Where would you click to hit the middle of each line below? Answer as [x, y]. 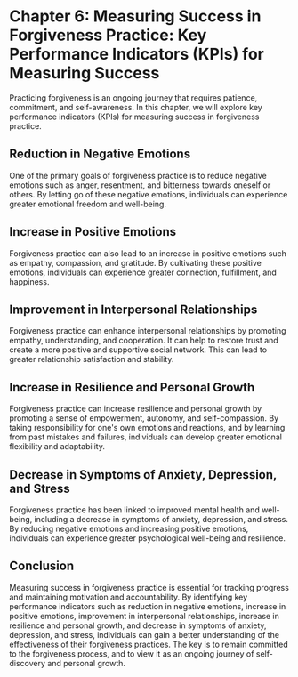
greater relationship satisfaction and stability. [92, 359]
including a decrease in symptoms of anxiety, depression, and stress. [161, 519]
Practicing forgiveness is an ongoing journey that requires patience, [133, 97]
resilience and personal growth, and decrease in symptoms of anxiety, [138, 625]
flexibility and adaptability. [57, 447]
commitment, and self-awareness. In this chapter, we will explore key [136, 107]
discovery [28, 663]
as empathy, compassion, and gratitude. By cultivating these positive [136, 262]
